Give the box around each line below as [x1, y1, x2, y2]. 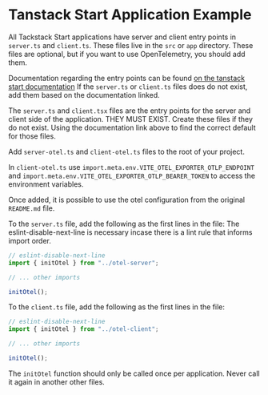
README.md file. [8, 203, 55, 213]
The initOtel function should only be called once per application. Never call [8, 369, 260, 378]
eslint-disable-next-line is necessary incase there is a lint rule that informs [8, 227, 253, 237]
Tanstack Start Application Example [8, 6, 252, 24]
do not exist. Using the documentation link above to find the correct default [8, 123, 256, 132]
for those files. [8, 131, 56, 141]
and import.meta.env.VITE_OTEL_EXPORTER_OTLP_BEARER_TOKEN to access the [8, 171, 256, 180]
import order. [8, 236, 52, 245]
